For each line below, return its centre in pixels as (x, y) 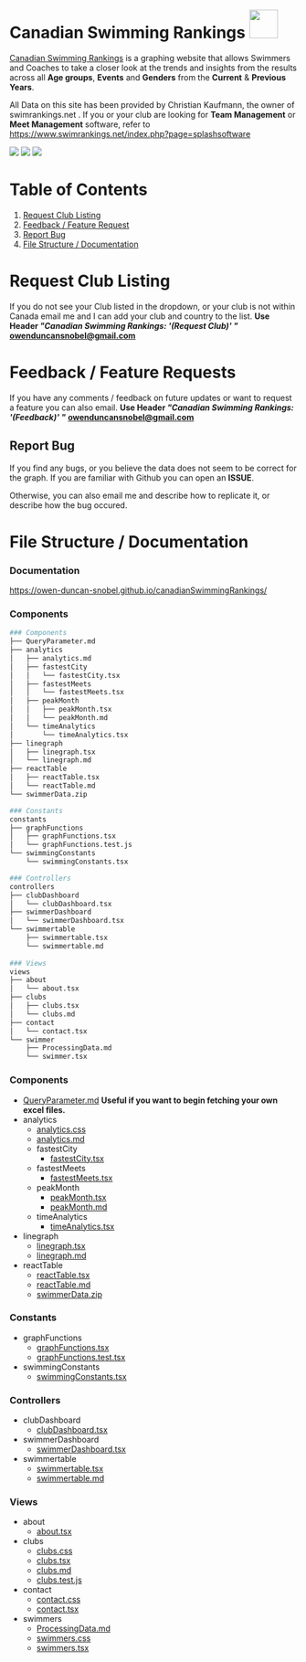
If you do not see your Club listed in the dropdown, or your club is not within (153, 306)
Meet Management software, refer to (80, 124)
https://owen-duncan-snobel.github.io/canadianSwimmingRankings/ (138, 590)
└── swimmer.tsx (57, 1057)
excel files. (44, 1109)
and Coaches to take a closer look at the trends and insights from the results (153, 68)
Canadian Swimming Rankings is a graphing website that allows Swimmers (150, 58)
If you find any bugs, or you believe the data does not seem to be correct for (153, 468)
